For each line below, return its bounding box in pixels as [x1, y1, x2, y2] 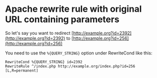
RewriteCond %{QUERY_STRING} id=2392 [5, 59, 83, 64]
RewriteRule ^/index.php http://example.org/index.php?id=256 [5, 64, 135, 69]
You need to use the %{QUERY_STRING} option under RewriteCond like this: [5, 50, 153, 56]
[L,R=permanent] [5, 68, 38, 73]
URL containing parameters [5, 14, 120, 25]
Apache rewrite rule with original [5, 3, 142, 15]
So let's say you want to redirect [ [5, 30, 73, 36]
